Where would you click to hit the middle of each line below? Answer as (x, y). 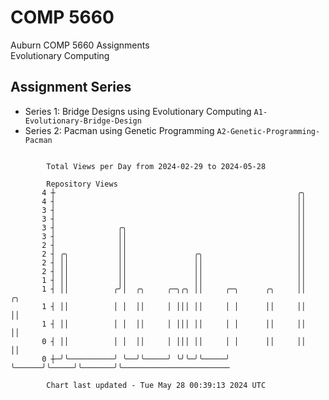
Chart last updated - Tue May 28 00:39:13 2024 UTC (156, 385)
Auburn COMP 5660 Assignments (80, 45)
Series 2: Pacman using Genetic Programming (119, 130)
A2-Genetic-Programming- (268, 131)
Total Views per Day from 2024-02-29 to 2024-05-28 (156, 166)
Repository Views (82, 184)
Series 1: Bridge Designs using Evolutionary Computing (138, 111)
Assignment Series (71, 87)
